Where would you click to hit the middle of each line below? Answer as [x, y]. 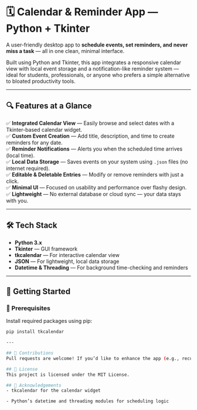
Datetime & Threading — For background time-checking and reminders [101, 267]
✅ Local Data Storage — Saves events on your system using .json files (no [97, 161]
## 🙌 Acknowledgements [34, 385]
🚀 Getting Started [38, 291]
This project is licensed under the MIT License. [68, 375]
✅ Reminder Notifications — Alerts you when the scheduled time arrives [94, 149]
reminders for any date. [34, 142]
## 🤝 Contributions [30, 353]
